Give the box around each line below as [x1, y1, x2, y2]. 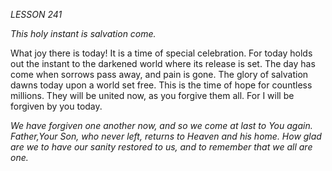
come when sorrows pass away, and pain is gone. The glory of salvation [10, 69, 309, 80]
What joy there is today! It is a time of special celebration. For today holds [10, 47, 313, 59]
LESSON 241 [10, 9, 63, 20]
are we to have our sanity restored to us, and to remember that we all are [10, 141, 313, 153]
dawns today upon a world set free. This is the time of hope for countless [10, 79, 313, 91]
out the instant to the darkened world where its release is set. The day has [10, 58, 316, 69]
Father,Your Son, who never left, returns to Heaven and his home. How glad [10, 130, 322, 142]
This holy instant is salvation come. [10, 28, 157, 39]
